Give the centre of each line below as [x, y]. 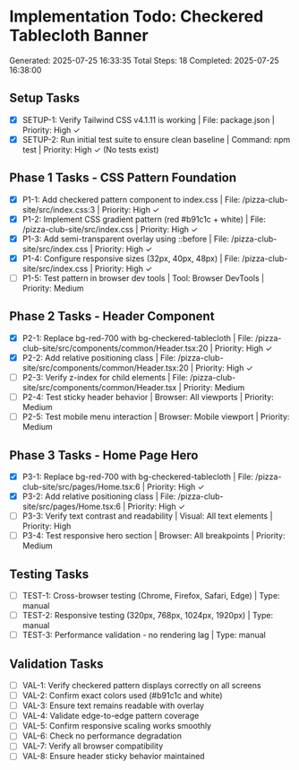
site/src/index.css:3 [59, 209]
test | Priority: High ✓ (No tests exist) [90, 149]
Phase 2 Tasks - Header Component [112, 316]
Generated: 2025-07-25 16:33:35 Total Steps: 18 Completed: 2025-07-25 [144, 60]
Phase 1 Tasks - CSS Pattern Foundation [123, 178]
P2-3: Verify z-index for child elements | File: [105, 377]
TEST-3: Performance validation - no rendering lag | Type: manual [144, 635]
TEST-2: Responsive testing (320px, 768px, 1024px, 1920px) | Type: [148, 616]
